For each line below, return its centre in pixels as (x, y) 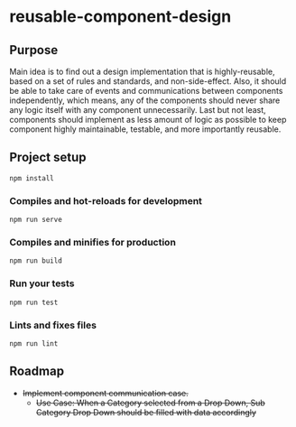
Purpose (34, 50)
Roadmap (37, 371)
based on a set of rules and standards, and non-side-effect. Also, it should (148, 81)
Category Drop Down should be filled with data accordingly (146, 412)
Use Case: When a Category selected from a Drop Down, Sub (150, 403)
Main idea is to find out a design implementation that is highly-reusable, (142, 71)
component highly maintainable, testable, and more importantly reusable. (145, 129)
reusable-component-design (120, 17)
